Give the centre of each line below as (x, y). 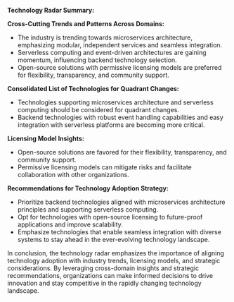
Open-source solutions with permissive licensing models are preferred (119, 67)
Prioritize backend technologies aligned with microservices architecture (121, 202)
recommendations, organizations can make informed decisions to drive (110, 276)
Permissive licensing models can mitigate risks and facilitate (104, 167)
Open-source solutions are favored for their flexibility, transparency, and (122, 152)
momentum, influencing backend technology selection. (97, 60)
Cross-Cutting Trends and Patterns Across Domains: (86, 24)
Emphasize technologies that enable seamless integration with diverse (119, 232)
